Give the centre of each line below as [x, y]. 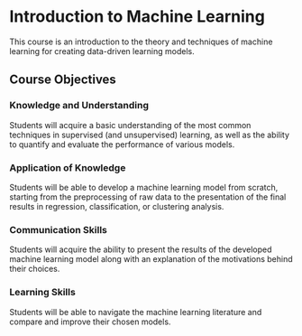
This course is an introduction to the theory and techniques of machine [141, 42]
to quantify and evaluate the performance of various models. [122, 144]
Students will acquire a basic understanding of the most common [130, 125]
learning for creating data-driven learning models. [102, 51]
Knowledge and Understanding [79, 106]
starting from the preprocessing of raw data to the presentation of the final [148, 197]
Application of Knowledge [68, 167]
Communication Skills [59, 229]
